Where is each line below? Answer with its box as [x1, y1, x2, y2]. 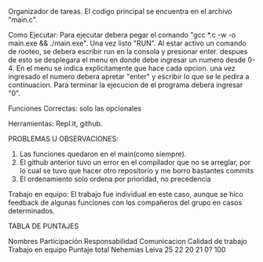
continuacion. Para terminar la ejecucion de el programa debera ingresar [8, 80, 243, 89]
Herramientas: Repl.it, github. [8, 119, 103, 128]
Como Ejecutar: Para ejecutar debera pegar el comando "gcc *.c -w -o [8, 31, 236, 39]
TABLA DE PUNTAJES [8, 221, 79, 231]
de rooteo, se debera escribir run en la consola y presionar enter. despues [8, 47, 248, 56]
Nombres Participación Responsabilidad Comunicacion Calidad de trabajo [8, 237, 247, 246]
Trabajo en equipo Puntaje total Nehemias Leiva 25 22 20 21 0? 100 [8, 245, 226, 254]
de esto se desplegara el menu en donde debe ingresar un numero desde [8, 55, 246, 64]
